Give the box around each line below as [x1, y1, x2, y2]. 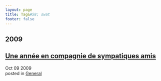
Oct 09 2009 [5, 65, 31, 71]
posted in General [5, 70, 42, 76]
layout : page [5, 7, 32, 12]
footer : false [5, 16, 35, 21]
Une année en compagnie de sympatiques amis [5, 52, 156, 60]
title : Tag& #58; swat [5, 12, 50, 17]
